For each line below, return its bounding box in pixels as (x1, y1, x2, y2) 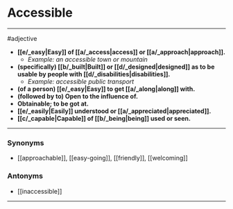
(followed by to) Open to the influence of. (17, 92, 139, 100)
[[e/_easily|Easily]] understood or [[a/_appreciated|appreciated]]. (17, 106, 212, 115)
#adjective (7, 34, 37, 42)
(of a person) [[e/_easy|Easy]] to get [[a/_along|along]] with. (17, 85, 196, 93)
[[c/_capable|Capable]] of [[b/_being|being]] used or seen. (17, 114, 191, 122)
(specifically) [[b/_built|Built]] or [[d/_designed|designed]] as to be (17, 62, 215, 71)
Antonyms (7, 172, 44, 181)
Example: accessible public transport (27, 77, 135, 85)
